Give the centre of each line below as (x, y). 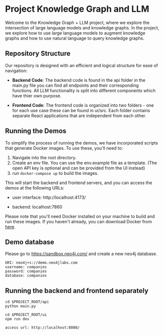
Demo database (30, 242)
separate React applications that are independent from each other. (79, 116)
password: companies (26, 271)
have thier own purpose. (37, 96)
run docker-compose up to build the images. (55, 173)
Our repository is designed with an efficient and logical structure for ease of (82, 65)
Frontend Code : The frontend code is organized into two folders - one (83, 105)
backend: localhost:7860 (37, 207)
